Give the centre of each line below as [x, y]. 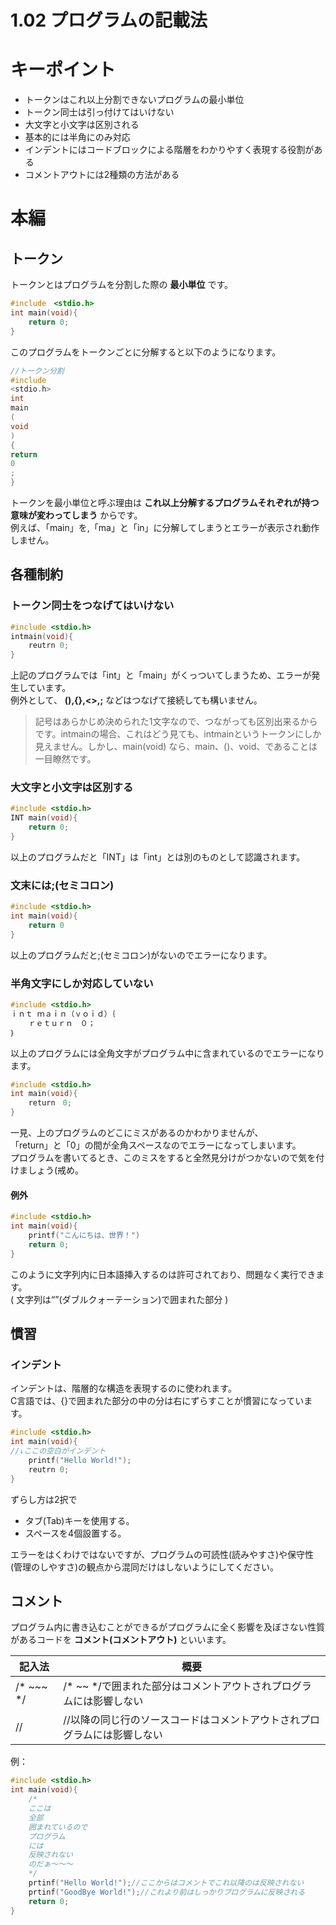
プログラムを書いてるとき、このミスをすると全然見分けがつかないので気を [163, 1158]
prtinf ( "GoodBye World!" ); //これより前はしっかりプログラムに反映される [167, 1892]
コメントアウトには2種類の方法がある [102, 175]
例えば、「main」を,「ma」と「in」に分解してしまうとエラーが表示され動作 [165, 527]
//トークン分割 [37, 371]
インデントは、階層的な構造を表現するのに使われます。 [123, 1388]
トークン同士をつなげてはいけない [92, 606]
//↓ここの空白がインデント [58, 1451]
